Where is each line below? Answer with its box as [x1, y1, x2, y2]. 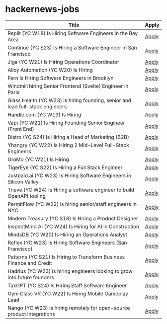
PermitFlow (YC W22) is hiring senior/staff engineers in [7, 200, 137, 207]
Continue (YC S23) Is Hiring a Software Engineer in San [7, 44, 137, 51]
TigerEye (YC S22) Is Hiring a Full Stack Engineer [7, 164, 123, 171]
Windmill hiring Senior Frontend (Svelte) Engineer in [7, 82, 129, 89]
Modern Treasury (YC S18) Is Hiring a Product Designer [7, 215, 138, 222]
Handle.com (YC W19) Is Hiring [7, 111, 82, 118]
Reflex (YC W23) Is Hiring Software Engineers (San [7, 239, 127, 246]
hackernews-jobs [5, 3, 80, 15]
